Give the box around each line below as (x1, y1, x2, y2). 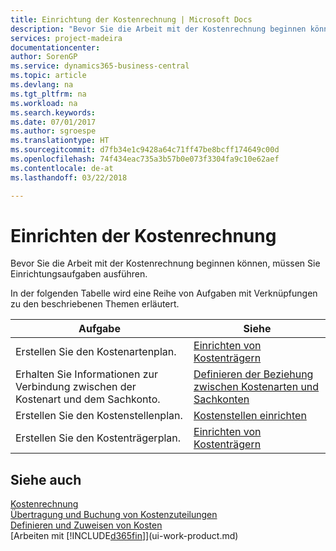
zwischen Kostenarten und (193, 380, 320, 394)
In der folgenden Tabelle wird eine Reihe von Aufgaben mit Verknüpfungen (10, 287, 318, 300)
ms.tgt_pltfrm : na (10, 89, 87, 99)
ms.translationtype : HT (10, 136, 110, 146)
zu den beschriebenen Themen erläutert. (10, 298, 180, 310)
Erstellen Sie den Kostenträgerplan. (15, 431, 182, 445)
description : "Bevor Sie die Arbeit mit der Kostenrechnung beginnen (10, 24, 307, 34)
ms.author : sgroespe (10, 126, 97, 136)
